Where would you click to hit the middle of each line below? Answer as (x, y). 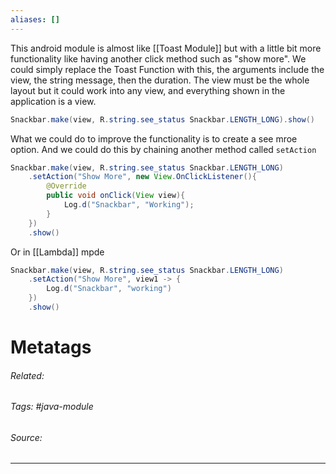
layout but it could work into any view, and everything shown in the (148, 90)
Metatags (51, 347)
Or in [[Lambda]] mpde (57, 252)
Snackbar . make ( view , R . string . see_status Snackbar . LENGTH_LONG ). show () (162, 119)
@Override (66, 186)
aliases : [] (35, 19)
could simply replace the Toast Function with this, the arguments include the (167, 69)
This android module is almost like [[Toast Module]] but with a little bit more (166, 48)
